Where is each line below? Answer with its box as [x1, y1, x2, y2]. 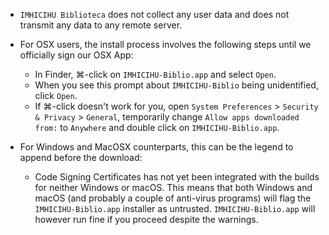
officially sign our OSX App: [19, 49, 134, 61]
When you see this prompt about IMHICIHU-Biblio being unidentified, [34, 79, 319, 91]
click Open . [34, 90, 78, 101]
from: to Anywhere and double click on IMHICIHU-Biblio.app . [34, 122, 280, 133]
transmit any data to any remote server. [19, 19, 183, 31]
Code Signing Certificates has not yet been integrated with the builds [34, 171, 320, 183]
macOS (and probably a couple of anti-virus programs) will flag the [34, 192, 312, 204]
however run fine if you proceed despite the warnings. [34, 214, 259, 225]
